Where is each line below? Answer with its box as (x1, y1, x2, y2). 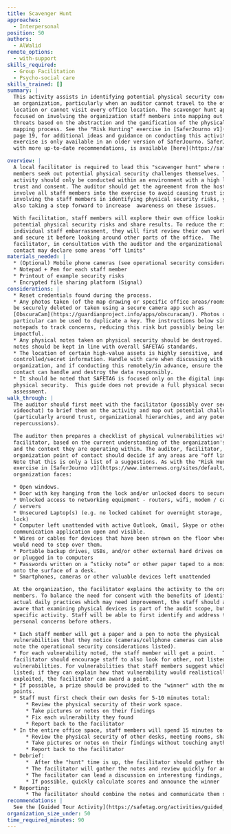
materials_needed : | (7, 253, 67, 260)
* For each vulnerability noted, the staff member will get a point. (13, 650, 217, 657)
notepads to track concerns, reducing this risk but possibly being (13, 324, 214, 331)
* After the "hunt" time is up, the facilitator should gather (25, 759, 214, 766)
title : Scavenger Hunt (7, 10, 72, 17)
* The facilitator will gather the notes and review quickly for (25, 765, 217, 772)
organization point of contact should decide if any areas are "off (13, 452, 214, 459)
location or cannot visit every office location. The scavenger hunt (13, 106, 217, 113)
